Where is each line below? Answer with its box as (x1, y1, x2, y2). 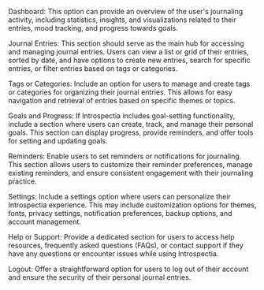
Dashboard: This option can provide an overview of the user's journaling (8, 7, 244, 16)
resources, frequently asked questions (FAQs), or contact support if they (8, 240, 244, 250)
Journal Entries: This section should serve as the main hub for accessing (8, 39, 244, 48)
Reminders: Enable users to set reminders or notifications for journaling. (8, 151, 242, 161)
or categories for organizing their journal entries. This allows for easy (8, 87, 232, 97)
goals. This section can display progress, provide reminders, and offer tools (8, 128, 254, 137)
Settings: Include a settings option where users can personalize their (8, 192, 231, 201)
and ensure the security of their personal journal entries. (8, 273, 191, 282)
